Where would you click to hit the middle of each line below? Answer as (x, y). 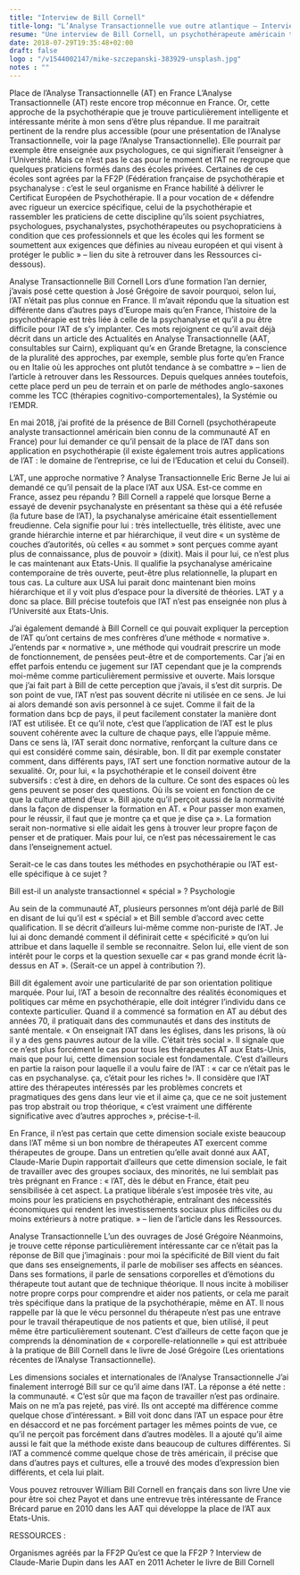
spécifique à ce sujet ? (66, 873)
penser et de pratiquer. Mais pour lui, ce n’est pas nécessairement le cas (143, 837)
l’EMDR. (24, 404)
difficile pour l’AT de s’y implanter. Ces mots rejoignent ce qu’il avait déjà (142, 328)
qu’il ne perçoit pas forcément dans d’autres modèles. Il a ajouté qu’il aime (146, 1434)
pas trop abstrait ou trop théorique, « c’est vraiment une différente (131, 1106)
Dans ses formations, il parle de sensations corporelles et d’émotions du (142, 1274)
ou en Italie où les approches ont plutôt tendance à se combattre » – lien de (148, 367)
